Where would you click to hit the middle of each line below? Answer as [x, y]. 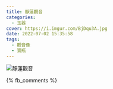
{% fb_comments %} [32, 80]
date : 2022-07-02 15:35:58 [40, 34]
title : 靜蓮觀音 [24, 12]
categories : [21, 17]
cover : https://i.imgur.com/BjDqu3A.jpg [57, 28]
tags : [13, 39]
